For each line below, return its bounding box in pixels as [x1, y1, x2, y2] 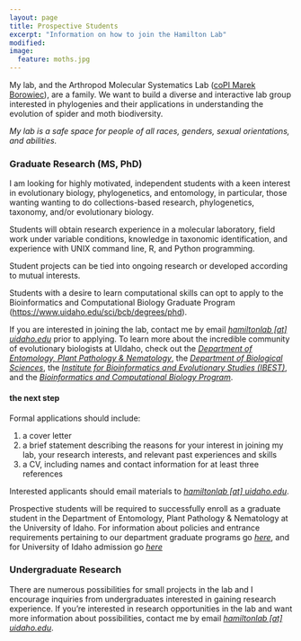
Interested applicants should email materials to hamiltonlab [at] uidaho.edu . [9, 485, 289, 496]
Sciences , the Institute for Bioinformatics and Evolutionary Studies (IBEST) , [9, 362, 288, 373]
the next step [9, 392, 60, 403]
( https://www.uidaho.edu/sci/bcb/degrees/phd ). [9, 307, 188, 317]
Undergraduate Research [9, 564, 122, 576]
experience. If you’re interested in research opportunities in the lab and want [9, 603, 293, 614]
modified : [9, 38, 47, 48]
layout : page [9, 13, 58, 22]
